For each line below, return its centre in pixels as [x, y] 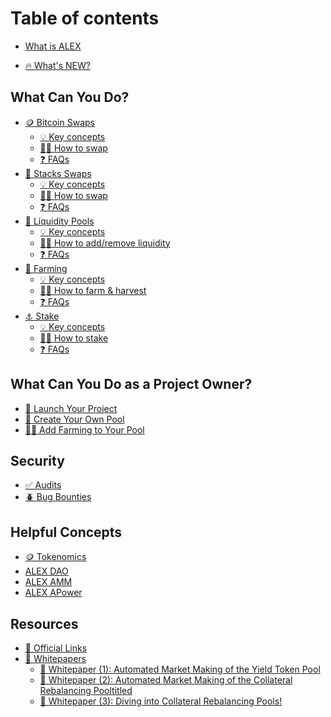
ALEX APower [53, 593]
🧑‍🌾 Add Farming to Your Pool [84, 429]
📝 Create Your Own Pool [74, 419]
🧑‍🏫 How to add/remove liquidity [105, 243]
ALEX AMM [48, 582]
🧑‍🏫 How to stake [74, 338]
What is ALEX [53, 46]
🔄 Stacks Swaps [58, 173]
